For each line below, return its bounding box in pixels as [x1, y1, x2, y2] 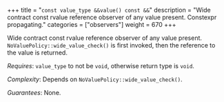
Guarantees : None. [7, 89, 61, 96]
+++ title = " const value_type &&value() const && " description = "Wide [7, 6, 212, 14]
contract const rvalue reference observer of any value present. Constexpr [7, 13, 217, 21]
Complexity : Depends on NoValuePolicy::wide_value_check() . [7, 75, 183, 83]
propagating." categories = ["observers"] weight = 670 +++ [7, 21, 176, 28]
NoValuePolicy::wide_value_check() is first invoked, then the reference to [7, 41, 216, 49]
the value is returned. [7, 48, 68, 57]
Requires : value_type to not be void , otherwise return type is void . [7, 62, 195, 70]
